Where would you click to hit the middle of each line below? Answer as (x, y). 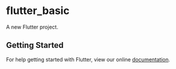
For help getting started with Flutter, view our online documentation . (88, 59)
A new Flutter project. (32, 27)
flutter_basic (38, 11)
